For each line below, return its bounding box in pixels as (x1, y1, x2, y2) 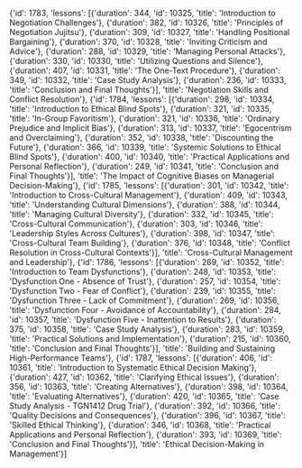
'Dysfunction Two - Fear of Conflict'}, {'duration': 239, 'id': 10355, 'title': (9, 286, 277, 296)
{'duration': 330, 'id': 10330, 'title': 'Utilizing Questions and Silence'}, (9, 56, 264, 66)
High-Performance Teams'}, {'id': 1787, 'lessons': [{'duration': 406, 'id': (9, 353, 273, 363)
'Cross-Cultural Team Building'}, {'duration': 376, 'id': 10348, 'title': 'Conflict (9, 238, 291, 248)
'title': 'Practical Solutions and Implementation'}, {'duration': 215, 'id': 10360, (9, 334, 291, 344)
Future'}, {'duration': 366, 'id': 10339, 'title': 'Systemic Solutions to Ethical (9, 142, 281, 152)
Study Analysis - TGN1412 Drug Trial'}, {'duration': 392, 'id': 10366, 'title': (9, 400, 281, 411)
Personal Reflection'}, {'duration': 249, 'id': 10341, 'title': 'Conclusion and (9, 161, 279, 171)
